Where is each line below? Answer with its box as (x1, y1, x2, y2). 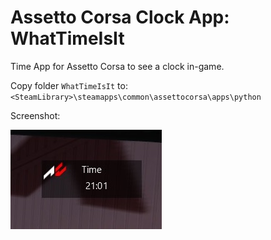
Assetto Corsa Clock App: (10, 6, 230, 29)
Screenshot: (10, 109, 61, 121)
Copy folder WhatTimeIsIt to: (10, 79, 128, 91)
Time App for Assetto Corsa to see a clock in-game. (10, 60, 225, 72)
